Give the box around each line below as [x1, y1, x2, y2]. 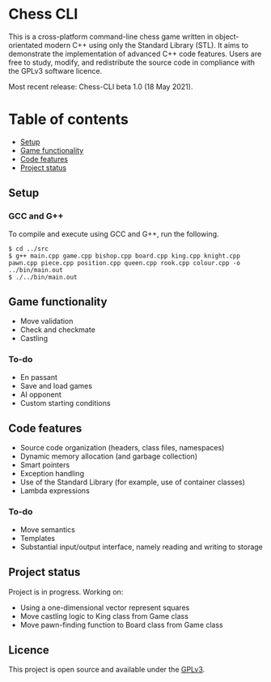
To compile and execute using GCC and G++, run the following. [8, 228, 220, 239]
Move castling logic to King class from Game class [19, 611, 188, 620]
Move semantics [19, 524, 75, 535]
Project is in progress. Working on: [8, 586, 124, 596]
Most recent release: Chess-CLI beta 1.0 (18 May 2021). [8, 82, 193, 92]
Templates [19, 533, 55, 543]
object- [214, 32, 239, 41]
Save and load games [19, 381, 93, 390]
